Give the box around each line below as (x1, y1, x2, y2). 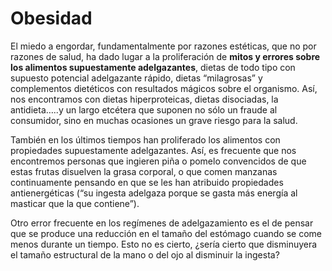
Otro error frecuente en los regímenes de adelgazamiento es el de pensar (10, 217, 314, 229)
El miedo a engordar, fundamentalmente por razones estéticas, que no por (10, 40, 317, 52)
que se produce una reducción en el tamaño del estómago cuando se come (10, 227, 322, 239)
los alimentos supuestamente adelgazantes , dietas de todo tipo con (10, 61, 296, 73)
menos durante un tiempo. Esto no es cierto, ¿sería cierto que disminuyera (10, 238, 318, 250)
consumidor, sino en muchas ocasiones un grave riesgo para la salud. (10, 114, 298, 126)
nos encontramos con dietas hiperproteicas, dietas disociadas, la (10, 93, 279, 105)
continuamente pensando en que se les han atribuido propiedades (10, 176, 284, 188)
